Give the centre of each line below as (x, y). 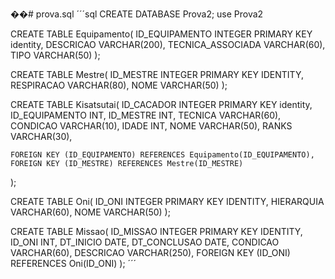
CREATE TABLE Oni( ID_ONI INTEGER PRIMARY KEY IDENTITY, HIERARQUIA (167, 201)
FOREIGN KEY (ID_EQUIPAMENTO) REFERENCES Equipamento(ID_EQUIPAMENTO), (162, 155)
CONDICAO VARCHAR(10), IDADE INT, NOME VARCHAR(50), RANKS (151, 126)
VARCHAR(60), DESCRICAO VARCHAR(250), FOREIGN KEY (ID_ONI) (150, 252)
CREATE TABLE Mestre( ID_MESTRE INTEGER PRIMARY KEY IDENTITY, (157, 74)
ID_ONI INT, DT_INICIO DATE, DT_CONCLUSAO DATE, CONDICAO (145, 242)
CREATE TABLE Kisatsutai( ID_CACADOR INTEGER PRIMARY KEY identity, (161, 104)
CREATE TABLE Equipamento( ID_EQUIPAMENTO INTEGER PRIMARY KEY (161, 34)
